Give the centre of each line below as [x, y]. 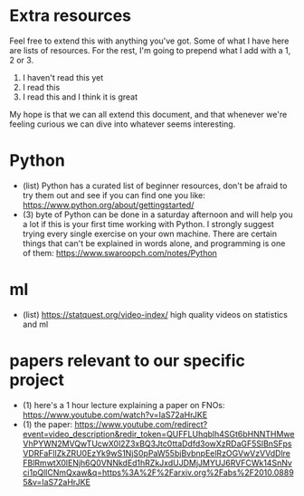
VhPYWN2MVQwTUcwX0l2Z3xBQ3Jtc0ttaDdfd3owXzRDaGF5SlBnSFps [157, 444]
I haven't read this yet [63, 77]
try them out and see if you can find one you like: [114, 195]
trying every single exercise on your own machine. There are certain [150, 234]
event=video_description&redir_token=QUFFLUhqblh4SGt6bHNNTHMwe [158, 434]
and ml [35, 324]
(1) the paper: [47, 424]
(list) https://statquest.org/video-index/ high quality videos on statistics [155, 314]
